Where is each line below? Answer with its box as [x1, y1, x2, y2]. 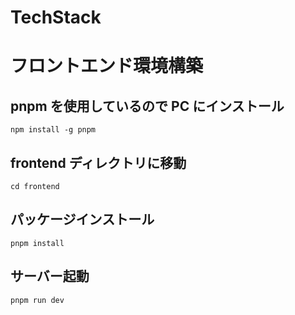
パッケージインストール [10, 211, 155, 228]
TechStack [10, 6, 102, 29]
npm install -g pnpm [10, 125, 97, 135]
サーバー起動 [10, 268, 90, 285]
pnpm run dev [10, 295, 65, 305]
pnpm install [10, 238, 65, 248]
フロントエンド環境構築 [10, 55, 204, 78]
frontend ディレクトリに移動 [10, 154, 187, 171]
